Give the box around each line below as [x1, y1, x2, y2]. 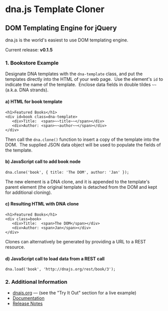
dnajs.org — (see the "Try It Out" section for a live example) [12, 290, 137, 296]
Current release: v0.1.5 [5, 47, 53, 53]
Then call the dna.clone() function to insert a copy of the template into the [5, 136, 159, 142]
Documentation [12, 295, 45, 301]
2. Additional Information [5, 279, 68, 286]
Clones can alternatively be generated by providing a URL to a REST [5, 238, 146, 244]
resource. [5, 244, 25, 250]
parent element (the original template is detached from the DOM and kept [5, 184, 157, 190]
